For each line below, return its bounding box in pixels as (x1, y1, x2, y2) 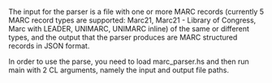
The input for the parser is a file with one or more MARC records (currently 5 (8, 7, 265, 16)
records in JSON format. (8, 41, 90, 51)
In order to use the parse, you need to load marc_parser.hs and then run (8, 56, 249, 66)
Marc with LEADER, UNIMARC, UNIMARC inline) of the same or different (8, 24, 250, 33)
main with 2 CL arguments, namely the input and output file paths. (8, 65, 230, 75)
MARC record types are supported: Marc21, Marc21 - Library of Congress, (8, 15, 257, 25)
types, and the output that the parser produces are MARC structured (8, 32, 238, 42)
